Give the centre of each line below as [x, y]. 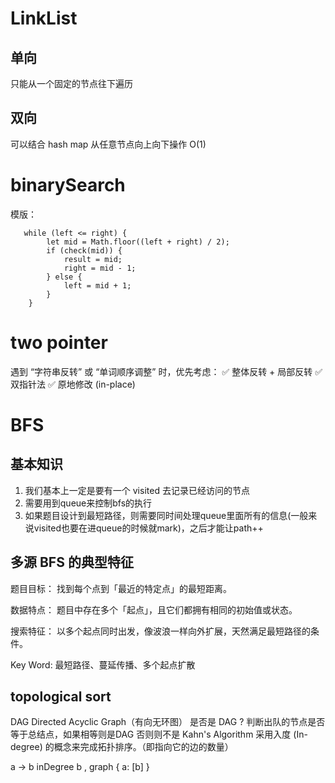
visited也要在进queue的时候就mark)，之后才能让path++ [148, 528]
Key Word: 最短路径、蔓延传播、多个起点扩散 [103, 664]
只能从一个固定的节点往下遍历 [71, 83]
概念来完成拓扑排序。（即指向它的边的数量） [143, 747]
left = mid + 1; [97, 285]
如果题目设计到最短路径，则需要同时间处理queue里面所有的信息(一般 [166, 515]
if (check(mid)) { [84, 250]
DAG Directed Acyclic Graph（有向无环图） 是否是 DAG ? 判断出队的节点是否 [168, 722]
